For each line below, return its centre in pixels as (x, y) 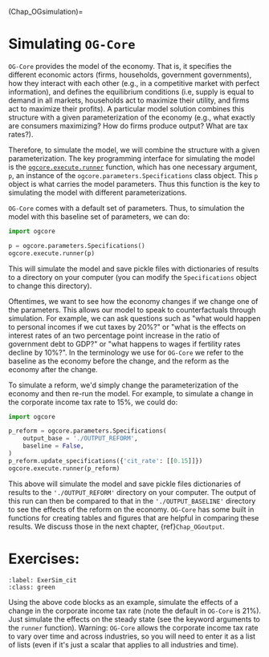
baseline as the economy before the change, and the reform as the (119, 361)
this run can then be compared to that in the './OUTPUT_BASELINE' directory (132, 501)
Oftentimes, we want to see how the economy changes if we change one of (133, 301)
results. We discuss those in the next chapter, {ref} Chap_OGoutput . (116, 526)
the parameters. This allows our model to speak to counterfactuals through (132, 310)
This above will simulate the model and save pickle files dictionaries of (124, 484)
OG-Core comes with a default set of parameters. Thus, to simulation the (126, 208)
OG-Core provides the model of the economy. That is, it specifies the (120, 66)
